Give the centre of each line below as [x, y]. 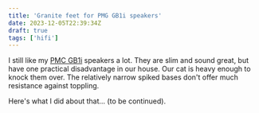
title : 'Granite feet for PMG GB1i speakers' [85, 16]
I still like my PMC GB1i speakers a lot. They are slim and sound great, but [129, 60]
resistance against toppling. [54, 86]
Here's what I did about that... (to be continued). [87, 101]
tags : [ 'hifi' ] [33, 38]
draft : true [28, 30]
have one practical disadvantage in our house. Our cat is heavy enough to [129, 69]
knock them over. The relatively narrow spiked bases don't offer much [124, 77]
